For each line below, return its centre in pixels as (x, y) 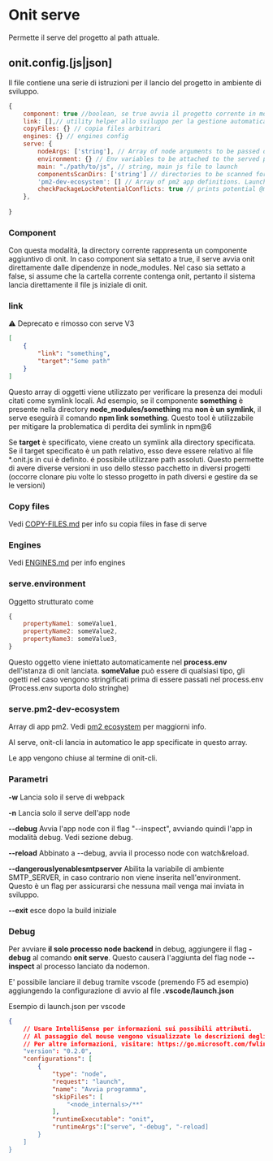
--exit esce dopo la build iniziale (63, 910)
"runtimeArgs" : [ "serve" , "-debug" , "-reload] (130, 1127)
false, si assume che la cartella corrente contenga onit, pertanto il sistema (132, 276)
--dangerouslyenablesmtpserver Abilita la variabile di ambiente (117, 869)
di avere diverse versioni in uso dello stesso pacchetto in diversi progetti (130, 468)
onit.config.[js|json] (60, 63)
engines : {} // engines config (76, 136)
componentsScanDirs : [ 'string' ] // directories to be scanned (145, 174)
